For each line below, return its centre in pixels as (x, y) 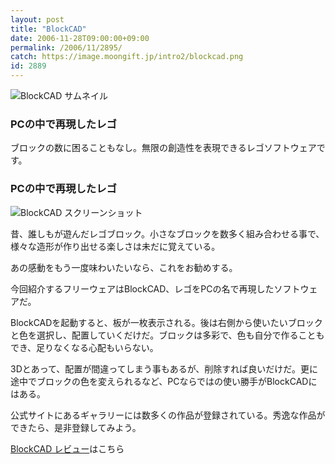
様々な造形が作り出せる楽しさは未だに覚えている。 (115, 246)
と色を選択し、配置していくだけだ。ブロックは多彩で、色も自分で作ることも (167, 335)
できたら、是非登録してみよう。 (76, 427)
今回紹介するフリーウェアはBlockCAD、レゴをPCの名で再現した (142, 288)
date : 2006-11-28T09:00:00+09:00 (80, 38)
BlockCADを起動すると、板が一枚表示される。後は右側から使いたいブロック (166, 322)
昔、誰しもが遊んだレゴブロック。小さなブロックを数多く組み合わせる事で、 (167, 233)
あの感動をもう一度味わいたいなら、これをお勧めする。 (124, 267)
